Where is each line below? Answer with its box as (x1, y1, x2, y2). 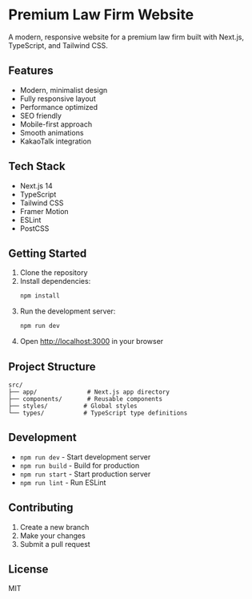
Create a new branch (19, 522, 90, 532)
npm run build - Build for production (19, 460, 140, 470)
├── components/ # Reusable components (8, 395, 162, 403)
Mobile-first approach (19, 119, 93, 129)
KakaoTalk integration (19, 136, 92, 146)
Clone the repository (19, 268, 88, 277)
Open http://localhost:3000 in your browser (19, 337, 164, 346)
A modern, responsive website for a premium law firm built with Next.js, (8, 32, 245, 42)
